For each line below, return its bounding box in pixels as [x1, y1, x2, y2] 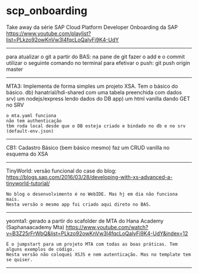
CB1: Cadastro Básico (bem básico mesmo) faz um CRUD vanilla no [6, 144, 170, 151]
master [6, 65, 24, 72]
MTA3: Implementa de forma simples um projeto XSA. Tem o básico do [6, 82, 179, 90]
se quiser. [6, 256, 33, 263]
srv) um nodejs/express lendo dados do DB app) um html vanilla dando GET [6, 95, 190, 102]
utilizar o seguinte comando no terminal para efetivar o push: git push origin [6, 59, 190, 66]
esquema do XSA [6, 150, 48, 157]
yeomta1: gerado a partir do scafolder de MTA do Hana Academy [6, 217, 164, 225]
